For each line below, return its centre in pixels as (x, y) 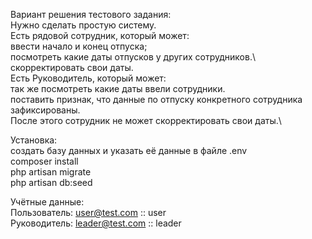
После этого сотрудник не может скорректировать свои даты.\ (146, 120)
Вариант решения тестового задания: (91, 14)
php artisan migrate (51, 172)
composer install (44, 161)
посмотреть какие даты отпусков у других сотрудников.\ (133, 57)
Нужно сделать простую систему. (83, 25)
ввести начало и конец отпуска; (79, 46)
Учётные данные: (47, 202)
